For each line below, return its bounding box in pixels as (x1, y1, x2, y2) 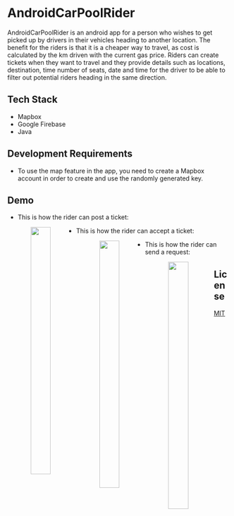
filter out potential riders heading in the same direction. (7, 73, 167, 82)
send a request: (144, 248, 190, 257)
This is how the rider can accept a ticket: (76, 227, 195, 235)
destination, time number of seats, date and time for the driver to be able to (7, 66, 226, 74)
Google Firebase (17, 120, 66, 128)
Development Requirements (7, 148, 133, 160)
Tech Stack (7, 94, 58, 106)
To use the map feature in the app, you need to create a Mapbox (17, 166, 204, 175)
